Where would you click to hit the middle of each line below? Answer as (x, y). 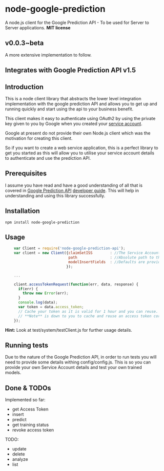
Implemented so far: (25, 400)
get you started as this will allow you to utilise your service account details (80, 153)
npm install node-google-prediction (42, 222)
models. (13, 373)
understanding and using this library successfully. (55, 195)
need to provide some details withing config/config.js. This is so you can (78, 362)
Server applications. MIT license (38, 27)
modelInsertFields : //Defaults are (107, 262)
